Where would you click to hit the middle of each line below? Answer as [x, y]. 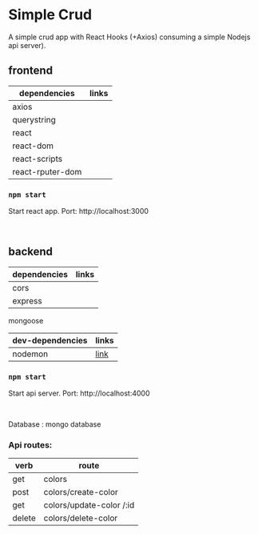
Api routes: [30, 445]
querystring [34, 119]
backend [31, 252]
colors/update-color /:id [89, 505]
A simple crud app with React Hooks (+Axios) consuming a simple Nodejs [129, 37]
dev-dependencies [50, 340]
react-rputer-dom [47, 171]
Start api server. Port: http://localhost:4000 [79, 393]
